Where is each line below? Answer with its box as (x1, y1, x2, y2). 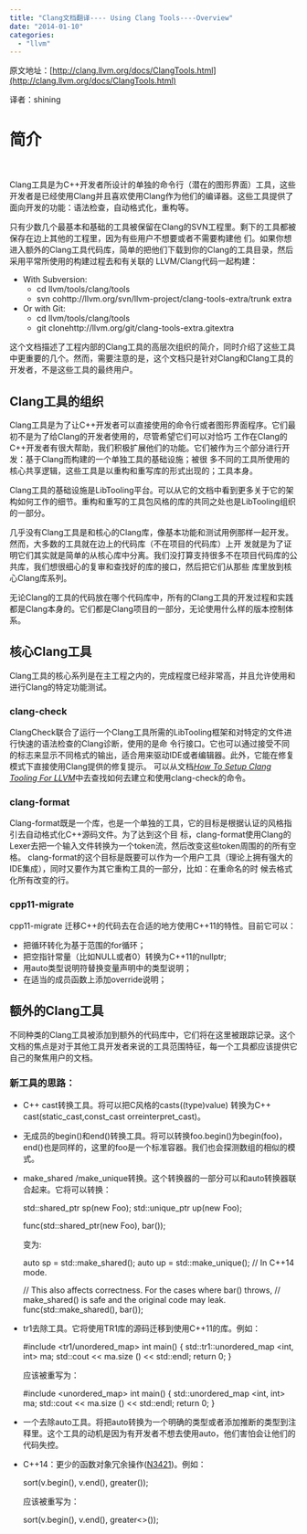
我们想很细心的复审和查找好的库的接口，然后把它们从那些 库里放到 (33, 561, 284, 572)
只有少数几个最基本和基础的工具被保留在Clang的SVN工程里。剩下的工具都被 (9, 221, 297, 233)
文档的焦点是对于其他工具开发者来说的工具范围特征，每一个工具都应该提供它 (9, 1041, 298, 1052)
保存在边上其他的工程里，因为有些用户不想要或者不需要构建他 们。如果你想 (9, 233, 292, 244)
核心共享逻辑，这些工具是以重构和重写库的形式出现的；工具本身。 (9, 465, 258, 476)
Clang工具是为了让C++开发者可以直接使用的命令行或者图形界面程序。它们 (9, 419, 289, 430)
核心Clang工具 (9, 644, 92, 660)
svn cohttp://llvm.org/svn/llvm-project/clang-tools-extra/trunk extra (36, 293, 292, 304)
